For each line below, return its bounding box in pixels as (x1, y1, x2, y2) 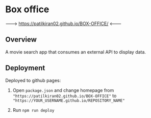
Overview (5, 35, 37, 44)
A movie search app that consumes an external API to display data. (5, 49, 146, 55)
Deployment (5, 64, 45, 73)
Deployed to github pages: (5, 77, 61, 83)
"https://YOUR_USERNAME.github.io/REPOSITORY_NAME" (12, 98, 125, 103)
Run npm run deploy (12, 107, 55, 113)
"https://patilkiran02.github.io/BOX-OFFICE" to (12, 92, 117, 99)
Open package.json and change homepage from (12, 87, 114, 93)
